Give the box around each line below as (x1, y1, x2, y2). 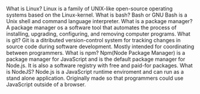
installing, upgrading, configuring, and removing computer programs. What (6, 30, 191, 37)
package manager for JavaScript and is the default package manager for (6, 56, 186, 62)
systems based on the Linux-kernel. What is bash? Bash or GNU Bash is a (6, 11, 187, 18)
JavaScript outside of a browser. (6, 81, 87, 88)
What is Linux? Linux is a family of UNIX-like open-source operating (6, 5, 173, 12)
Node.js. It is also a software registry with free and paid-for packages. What (6, 62, 193, 69)
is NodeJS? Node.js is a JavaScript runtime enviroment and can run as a (6, 68, 184, 75)
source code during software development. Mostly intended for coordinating (6, 43, 195, 50)
